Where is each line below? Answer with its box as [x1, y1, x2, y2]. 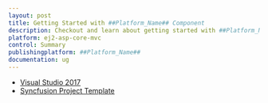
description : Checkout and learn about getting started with [8, 26, 216, 34]
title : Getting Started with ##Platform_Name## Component [8, 19, 205, 27]
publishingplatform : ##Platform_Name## [8, 48, 141, 56]
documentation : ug [8, 56, 69, 64]
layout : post [8, 11, 52, 20]
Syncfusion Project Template [19, 86, 116, 95]
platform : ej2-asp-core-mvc [8, 33, 102, 42]
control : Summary [8, 41, 66, 49]
